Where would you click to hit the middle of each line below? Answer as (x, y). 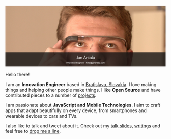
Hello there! (17, 74)
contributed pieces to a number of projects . (51, 95)
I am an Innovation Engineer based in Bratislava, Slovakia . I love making (81, 84)
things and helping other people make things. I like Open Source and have (83, 90)
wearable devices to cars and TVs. (41, 116)
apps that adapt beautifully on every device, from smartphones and (76, 110)
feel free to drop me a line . (33, 131)
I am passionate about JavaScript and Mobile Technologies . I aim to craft (83, 105)
